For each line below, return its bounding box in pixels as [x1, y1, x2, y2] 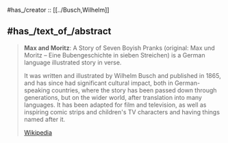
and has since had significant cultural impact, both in [23, 79, 173, 87]
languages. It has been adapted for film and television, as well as [23, 101, 207, 109]
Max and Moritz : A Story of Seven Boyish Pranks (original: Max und [23, 44, 216, 52]
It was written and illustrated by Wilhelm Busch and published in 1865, [23, 71, 221, 79]
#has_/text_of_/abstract [7, 25, 112, 37]
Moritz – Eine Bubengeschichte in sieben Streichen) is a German [23, 51, 205, 59]
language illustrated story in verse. [23, 58, 122, 66]
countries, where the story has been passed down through [51, 86, 217, 94]
